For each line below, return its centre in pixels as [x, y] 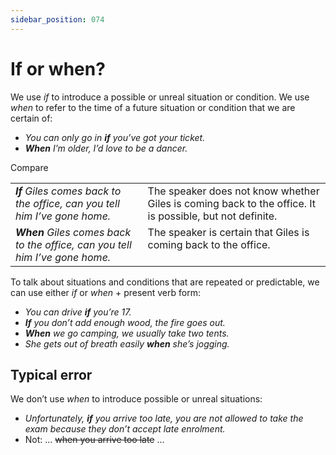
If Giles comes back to [68, 191]
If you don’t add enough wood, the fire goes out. [125, 322]
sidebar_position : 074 [57, 19]
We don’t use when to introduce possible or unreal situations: [136, 399]
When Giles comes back [73, 232]
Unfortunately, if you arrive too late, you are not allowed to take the [164, 418]
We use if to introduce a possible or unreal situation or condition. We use [160, 97]
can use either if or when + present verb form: [105, 292]
